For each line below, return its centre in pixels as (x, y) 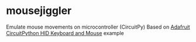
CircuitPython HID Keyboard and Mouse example (65, 33)
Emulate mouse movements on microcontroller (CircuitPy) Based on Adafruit (98, 27)
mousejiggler (39, 11)
